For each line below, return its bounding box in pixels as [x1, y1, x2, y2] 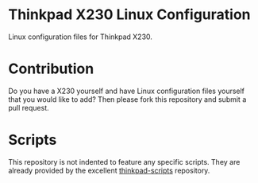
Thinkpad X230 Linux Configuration [8, 6, 252, 24]
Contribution [8, 60, 94, 78]
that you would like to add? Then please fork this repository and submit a [8, 94, 247, 104]
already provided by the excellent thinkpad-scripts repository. [8, 165, 210, 175]
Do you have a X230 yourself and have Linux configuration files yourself [8, 86, 245, 95]
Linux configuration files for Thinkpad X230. [8, 32, 153, 41]
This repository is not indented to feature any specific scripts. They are [8, 157, 241, 166]
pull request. [8, 103, 49, 112]
